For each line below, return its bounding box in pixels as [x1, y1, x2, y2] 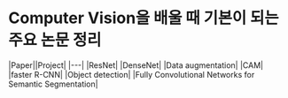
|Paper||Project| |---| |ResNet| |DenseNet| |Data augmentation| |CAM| [8, 59, 263, 71]
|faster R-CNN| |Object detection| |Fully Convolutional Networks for [8, 69, 255, 79]
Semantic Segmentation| [8, 79, 98, 89]
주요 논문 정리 [8, 30, 102, 50]
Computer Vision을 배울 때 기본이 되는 [8, 8, 279, 28]
